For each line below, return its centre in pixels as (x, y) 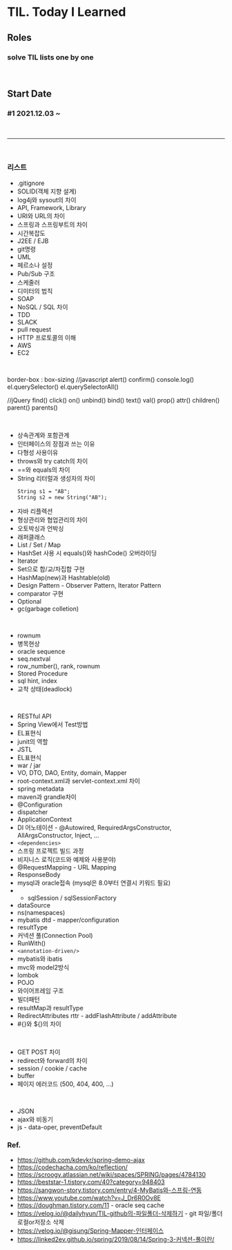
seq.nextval (33, 658)
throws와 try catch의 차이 (52, 461)
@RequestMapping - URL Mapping (67, 867)
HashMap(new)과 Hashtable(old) (64, 577)
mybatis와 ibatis (40, 959)
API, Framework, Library (51, 207)
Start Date (29, 94)
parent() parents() (32, 407)
